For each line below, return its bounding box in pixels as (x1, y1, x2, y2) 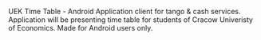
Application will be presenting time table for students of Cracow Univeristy (8, 15, 254, 24)
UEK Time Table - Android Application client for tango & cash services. (8, 7, 241, 16)
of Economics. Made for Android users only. (8, 24, 153, 32)
